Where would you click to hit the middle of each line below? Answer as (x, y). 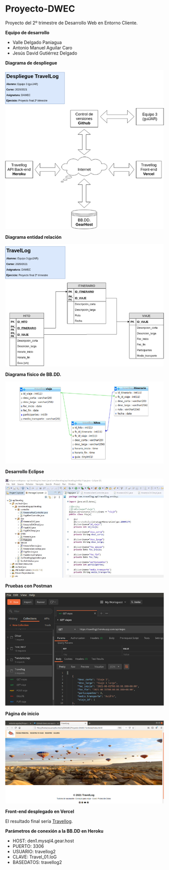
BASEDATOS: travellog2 (37, 862)
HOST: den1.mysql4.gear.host (43, 841)
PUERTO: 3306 (28, 846)
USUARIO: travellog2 (34, 851)
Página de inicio (22, 713)
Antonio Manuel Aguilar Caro (43, 47)
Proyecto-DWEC (40, 9)
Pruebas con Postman (29, 586)
